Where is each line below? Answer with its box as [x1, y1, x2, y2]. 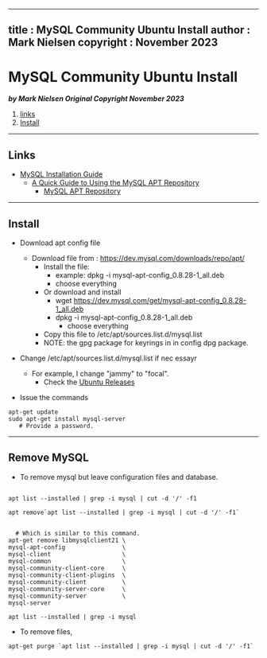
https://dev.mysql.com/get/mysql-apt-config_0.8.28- [73, 295, 247, 305]
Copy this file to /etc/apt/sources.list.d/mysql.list [43, 329, 203, 339]
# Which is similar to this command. [15, 529, 141, 537]
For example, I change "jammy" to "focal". [31, 368, 169, 378]
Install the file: [43, 262, 90, 271]
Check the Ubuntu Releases [43, 377, 135, 387]
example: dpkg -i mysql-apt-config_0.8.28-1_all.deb [55, 270, 225, 279]
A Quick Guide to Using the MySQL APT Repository [31, 178, 200, 188]
